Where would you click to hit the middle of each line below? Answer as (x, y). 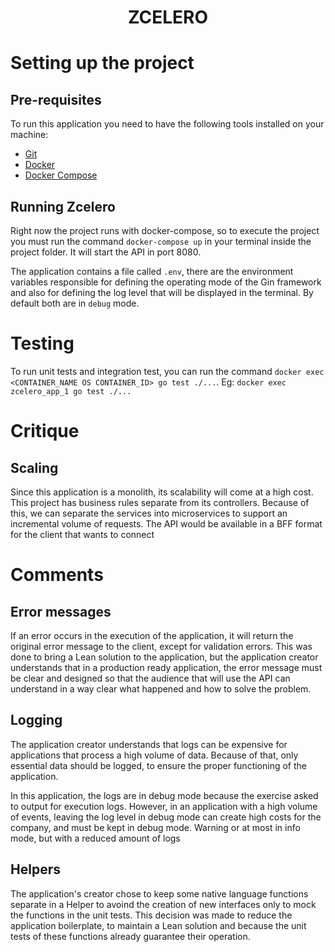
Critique (45, 431)
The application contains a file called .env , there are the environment (152, 271)
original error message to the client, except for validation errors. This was (161, 646)
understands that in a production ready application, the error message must (166, 667)
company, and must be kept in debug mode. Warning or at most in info (155, 827)
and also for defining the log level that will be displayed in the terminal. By (162, 292)
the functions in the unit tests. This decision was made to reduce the (151, 915)
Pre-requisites (56, 99)
